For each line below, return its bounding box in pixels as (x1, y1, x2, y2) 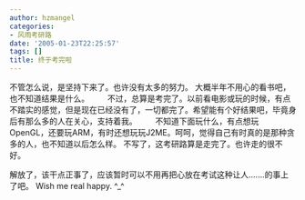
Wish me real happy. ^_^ (35, 181, 125, 191)
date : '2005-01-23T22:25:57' (9, 38, 120, 48)
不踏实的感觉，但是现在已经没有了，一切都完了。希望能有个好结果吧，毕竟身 (9, 105, 297, 115)
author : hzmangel (9, 13, 76, 23)
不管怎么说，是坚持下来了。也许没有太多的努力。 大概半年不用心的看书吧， (9, 82, 291, 92)
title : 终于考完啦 (9, 55, 73, 65)
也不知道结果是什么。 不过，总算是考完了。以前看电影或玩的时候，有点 (9, 93, 291, 104)
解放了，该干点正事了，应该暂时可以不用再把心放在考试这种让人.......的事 (9, 169, 281, 180)
